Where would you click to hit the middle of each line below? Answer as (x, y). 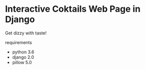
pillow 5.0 (22, 62)
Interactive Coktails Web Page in (73, 9)
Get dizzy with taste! (26, 33)
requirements (19, 42)
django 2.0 (23, 57)
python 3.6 (23, 52)
